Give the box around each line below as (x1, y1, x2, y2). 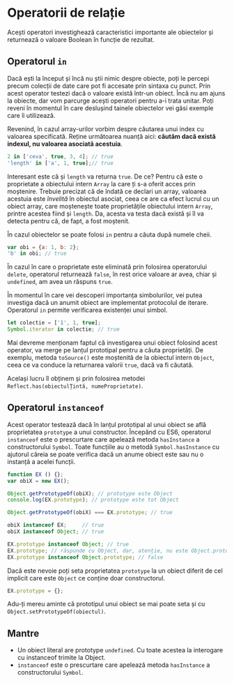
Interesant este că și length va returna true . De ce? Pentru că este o (7, 172, 203, 181)
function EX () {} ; (7, 471, 64, 478)
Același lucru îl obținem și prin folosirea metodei (7, 375, 145, 382)
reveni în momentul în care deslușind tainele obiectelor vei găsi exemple (7, 103, 214, 112)
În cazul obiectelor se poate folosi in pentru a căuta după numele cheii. (7, 230, 212, 239)
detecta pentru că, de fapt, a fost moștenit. (7, 216, 130, 225)
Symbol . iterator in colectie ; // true (7, 326, 120, 333)
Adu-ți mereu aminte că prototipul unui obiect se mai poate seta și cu (7, 600, 205, 608)
